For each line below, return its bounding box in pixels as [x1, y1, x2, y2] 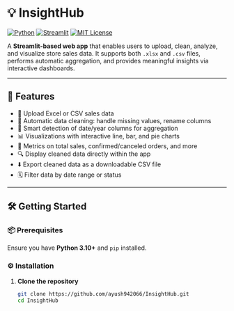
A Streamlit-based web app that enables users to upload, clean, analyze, [7, 42, 218, 50]
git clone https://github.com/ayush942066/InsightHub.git [17, 290, 189, 297]
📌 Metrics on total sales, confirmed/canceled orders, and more [17, 141, 198, 150]
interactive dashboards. [7, 64, 75, 72]
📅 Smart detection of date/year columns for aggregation [17, 124, 179, 132]
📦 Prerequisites [7, 225, 63, 235]
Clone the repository [17, 277, 79, 285]
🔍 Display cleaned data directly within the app [17, 150, 151, 158]
